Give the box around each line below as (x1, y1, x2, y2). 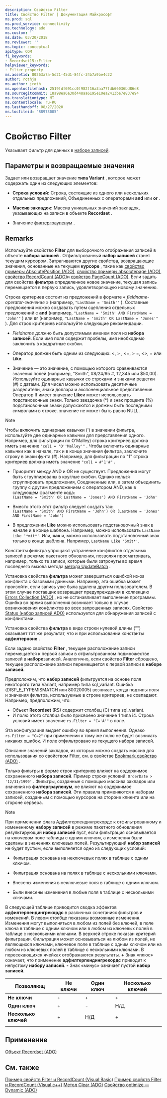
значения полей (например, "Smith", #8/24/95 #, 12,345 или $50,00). (12, 371, 158, 377)
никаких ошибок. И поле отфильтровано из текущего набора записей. (5, 738, 155, 744)
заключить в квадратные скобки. (12, 341, 83, 347)
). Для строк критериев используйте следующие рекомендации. (5, 320, 143, 326)
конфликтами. (5, 616, 35, 622)
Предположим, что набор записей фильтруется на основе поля (5, 676, 142, 682)
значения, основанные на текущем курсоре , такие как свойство (5, 263, 145, 269)
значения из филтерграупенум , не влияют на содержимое (5, 784, 132, 790)
